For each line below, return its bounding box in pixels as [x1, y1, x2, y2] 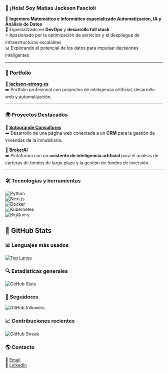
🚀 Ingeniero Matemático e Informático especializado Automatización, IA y [5, 16, 161, 22]
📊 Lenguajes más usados [5, 241, 69, 248]
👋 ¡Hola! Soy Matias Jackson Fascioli [5, 5, 96, 12]
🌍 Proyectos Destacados [5, 111, 68, 118]
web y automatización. [5, 94, 52, 100]
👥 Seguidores [5, 293, 38, 300]
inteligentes [5, 52, 29, 58]
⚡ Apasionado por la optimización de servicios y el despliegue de [5, 32, 140, 38]
